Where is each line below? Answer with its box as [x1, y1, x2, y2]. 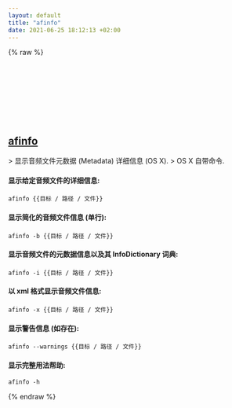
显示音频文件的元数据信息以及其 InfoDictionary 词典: [8, 249, 179, 259]
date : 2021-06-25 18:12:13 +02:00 [8, 26, 121, 34]
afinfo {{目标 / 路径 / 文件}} [8, 195, 103, 203]
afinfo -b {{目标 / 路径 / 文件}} [8, 232, 114, 240]
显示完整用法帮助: [8, 360, 66, 369]
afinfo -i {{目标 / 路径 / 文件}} [8, 269, 114, 277]
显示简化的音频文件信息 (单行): [8, 212, 107, 222]
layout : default [8, 11, 61, 20]
